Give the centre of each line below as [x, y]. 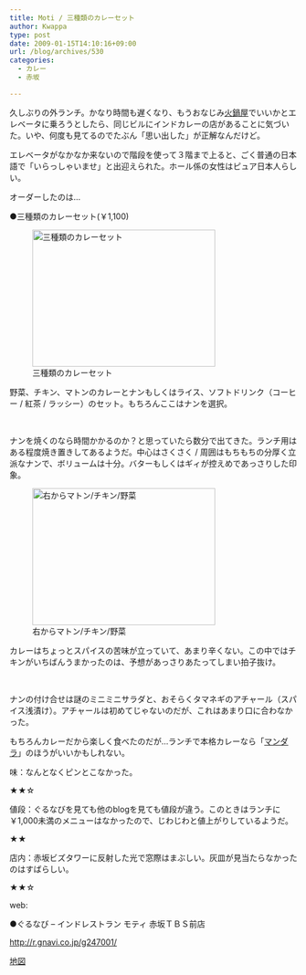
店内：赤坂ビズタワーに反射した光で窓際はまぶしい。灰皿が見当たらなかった [153, 857]
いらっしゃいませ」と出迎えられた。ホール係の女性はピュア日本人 [157, 166]
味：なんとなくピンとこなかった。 [74, 771]
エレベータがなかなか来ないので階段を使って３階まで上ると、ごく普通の [145, 154]
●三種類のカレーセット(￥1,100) [69, 216]
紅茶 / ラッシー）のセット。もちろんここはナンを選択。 [128, 404]
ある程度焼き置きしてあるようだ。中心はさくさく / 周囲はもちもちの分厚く [149, 452]
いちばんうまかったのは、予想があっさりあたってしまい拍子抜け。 [157, 662]
